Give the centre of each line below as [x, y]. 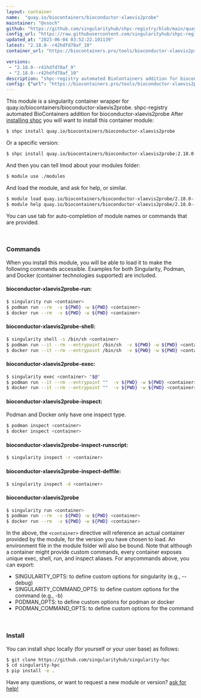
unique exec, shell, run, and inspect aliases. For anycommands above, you [98, 559]
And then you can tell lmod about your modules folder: [73, 165]
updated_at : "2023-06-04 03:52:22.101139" [60, 40]
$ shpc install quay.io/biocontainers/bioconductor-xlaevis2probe [91, 132]
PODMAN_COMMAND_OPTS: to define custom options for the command [104, 608]
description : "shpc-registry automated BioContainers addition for [92, 79]
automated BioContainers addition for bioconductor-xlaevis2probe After [95, 114]
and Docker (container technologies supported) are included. [82, 275]
